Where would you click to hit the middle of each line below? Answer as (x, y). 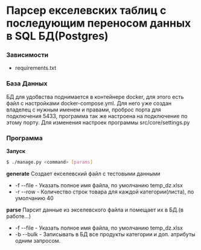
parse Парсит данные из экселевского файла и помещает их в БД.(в (95, 210)
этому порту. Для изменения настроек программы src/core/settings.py (98, 122)
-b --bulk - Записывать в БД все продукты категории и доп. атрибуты (105, 234)
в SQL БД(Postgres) (57, 36)
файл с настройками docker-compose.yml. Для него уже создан (89, 103)
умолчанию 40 (34, 198)
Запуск (16, 151)
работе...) (19, 216)
